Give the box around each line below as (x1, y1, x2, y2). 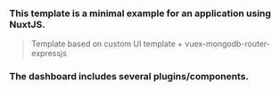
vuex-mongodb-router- (185, 38, 270, 49)
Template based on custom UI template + (30, 38, 184, 49)
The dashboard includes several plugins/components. (9, 70, 250, 83)
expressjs (30, 48, 67, 59)
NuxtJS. (9, 18, 46, 30)
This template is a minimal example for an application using (9, 7, 272, 20)
